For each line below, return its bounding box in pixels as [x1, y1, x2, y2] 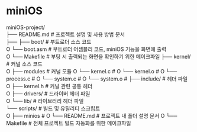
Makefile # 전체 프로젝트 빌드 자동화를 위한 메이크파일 [6, 120, 131, 127]
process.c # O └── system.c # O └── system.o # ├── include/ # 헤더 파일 [6, 75, 188, 82]
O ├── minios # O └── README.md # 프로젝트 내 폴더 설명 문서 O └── [6, 112, 177, 119]
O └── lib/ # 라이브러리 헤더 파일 [6, 97, 84, 104]
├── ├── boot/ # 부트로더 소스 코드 [6, 38, 92, 45]
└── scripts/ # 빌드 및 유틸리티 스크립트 [6, 105, 101, 112]
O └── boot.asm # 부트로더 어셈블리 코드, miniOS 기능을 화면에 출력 [6, 46, 167, 53]
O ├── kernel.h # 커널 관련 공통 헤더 [6, 82, 93, 89]
